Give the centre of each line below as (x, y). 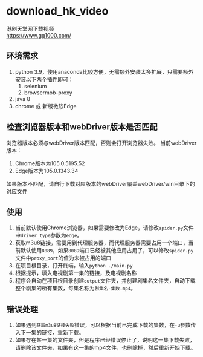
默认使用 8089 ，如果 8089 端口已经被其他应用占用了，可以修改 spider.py (107, 251)
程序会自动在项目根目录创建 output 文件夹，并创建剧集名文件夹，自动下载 (105, 281)
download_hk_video (57, 11)
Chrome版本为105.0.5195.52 (50, 163)
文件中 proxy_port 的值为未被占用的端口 (63, 258)
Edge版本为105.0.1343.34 (47, 171)
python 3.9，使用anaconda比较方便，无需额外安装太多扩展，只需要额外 (104, 71)
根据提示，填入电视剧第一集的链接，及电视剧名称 (76, 273)
